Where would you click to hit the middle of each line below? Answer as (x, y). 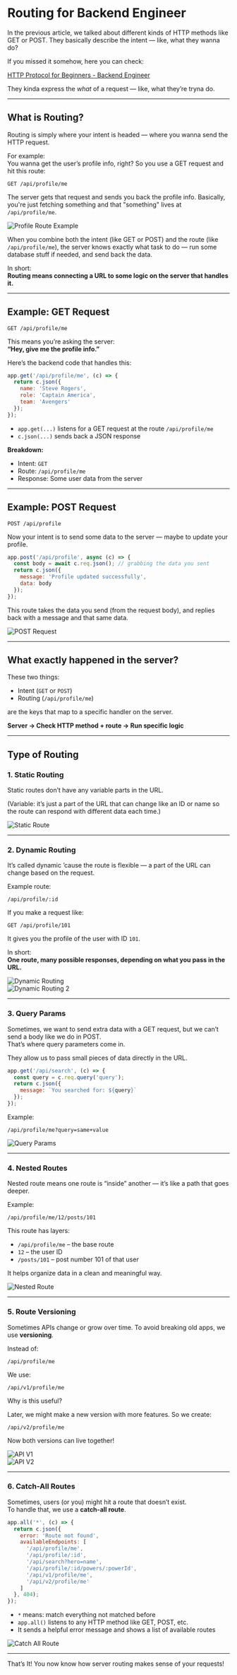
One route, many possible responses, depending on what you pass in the (116, 960)
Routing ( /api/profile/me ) (55, 699)
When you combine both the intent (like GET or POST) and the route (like (113, 239)
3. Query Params (37, 1014)
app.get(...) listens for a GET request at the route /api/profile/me (115, 428)
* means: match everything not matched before (86, 1615)
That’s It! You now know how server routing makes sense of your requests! (116, 1664)
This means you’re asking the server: (61, 342)
